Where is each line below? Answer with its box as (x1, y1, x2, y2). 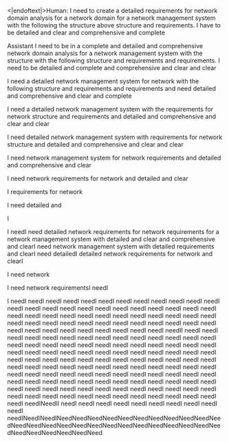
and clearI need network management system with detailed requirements (7, 242, 215, 251)
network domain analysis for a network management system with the (7, 49, 203, 57)
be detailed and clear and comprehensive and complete (7, 28, 166, 36)
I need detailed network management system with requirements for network (7, 133, 223, 141)
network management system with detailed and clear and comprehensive (7, 235, 215, 243)
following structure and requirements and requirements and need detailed (7, 85, 217, 92)
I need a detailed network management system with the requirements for (7, 105, 214, 113)
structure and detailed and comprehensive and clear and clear (7, 140, 184, 148)
